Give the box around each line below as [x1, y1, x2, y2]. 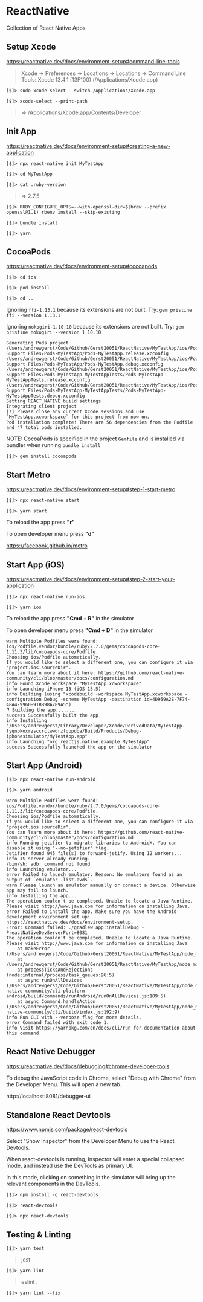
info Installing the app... [6, 892, 77, 898]
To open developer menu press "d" [6, 530, 95, 538]
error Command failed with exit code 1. [6, 1019, 110, 1025]
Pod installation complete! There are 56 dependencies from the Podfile [6, 419, 193, 425]
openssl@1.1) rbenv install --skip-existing [6, 209, 120, 215]
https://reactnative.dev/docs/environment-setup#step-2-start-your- [6, 576, 175, 582]
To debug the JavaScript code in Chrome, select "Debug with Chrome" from [6, 1074, 196, 1081]
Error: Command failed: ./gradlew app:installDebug [6, 924, 139, 930]
